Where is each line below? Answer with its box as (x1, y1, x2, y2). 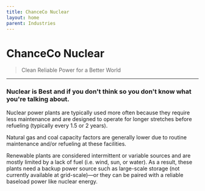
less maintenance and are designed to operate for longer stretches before (6, 115, 192, 122)
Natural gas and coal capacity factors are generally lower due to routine (6, 133, 187, 141)
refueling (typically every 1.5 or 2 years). (6, 122, 108, 129)
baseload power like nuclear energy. (6, 178, 98, 185)
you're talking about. (6, 95, 70, 103)
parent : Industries (6, 20, 56, 26)
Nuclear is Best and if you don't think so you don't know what (6, 88, 192, 96)
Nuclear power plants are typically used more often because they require (6, 109, 190, 116)
